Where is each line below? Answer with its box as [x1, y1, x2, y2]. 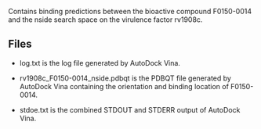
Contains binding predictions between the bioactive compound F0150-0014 [8, 7, 252, 16]
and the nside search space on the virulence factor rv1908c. [8, 15, 203, 24]
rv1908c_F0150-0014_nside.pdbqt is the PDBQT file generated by [19, 73, 231, 83]
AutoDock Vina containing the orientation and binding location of [19, 81, 230, 91]
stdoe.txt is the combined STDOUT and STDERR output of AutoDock [19, 105, 241, 114]
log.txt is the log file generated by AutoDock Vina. [19, 58, 180, 67]
